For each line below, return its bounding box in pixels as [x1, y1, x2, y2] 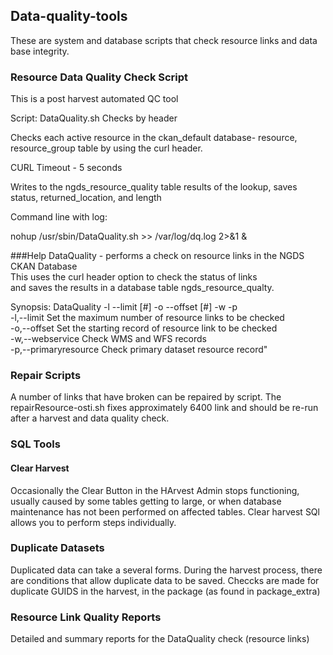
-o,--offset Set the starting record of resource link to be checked [10, 322, 278, 334]
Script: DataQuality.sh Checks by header [10, 112, 178, 124]
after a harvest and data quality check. [10, 412, 170, 424]
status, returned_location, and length [10, 192, 162, 204]
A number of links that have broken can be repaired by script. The [10, 391, 282, 403]
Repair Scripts [10, 369, 82, 383]
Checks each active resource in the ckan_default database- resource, [10, 132, 298, 144]
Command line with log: [10, 211, 108, 223]
